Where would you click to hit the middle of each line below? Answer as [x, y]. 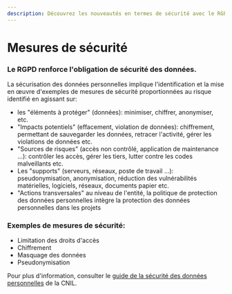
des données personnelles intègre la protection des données [104, 200]
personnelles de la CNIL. [42, 283]
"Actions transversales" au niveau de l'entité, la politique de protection [117, 193]
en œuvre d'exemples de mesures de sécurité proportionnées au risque [109, 92]
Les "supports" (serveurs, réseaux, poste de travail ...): [95, 171]
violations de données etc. [55, 141]
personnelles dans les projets [59, 208]
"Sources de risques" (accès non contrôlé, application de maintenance [118, 149]
